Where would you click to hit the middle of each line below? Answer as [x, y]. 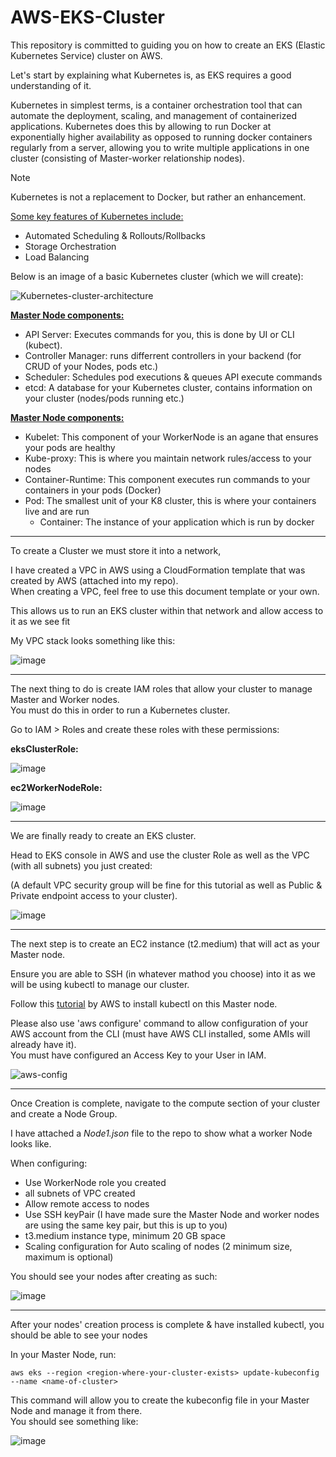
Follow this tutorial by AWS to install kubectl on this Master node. [144, 1003]
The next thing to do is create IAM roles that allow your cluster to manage [161, 688]
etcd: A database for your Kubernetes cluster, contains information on [168, 387]
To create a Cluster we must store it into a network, [116, 550]
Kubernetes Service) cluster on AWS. [86, 55]
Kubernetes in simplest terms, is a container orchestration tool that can [156, 105]
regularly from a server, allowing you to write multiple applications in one [160, 147]
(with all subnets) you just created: [81, 865]
